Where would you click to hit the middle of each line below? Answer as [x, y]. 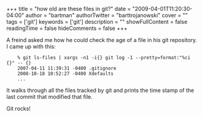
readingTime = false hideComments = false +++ [67, 28]
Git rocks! [18, 108]
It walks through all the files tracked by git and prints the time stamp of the [100, 90]
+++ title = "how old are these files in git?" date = [69, 9]
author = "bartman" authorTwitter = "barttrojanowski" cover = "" [107, 15]
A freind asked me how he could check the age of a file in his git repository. [102, 40]
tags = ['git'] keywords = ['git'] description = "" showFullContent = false [97, 22]
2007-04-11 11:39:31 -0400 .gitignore [67, 68]
